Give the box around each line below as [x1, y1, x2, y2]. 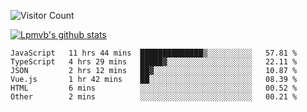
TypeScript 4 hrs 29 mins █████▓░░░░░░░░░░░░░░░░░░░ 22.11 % [10, 57, 298, 67]
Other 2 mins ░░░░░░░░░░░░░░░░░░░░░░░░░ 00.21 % [10, 92, 298, 102]
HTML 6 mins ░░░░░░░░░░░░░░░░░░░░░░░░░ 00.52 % [10, 83, 298, 93]
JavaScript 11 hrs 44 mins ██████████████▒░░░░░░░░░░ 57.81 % [10, 48, 298, 58]
